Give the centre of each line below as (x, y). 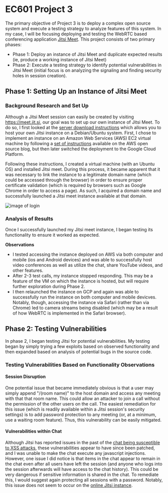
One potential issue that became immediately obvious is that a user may (79, 387)
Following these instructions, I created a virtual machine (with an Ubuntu (80, 164)
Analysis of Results (29, 219)
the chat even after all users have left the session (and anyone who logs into (84, 464)
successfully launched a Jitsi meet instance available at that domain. (76, 196)
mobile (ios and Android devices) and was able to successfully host (82, 259)
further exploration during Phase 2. (49, 286)
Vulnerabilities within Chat (34, 431)
